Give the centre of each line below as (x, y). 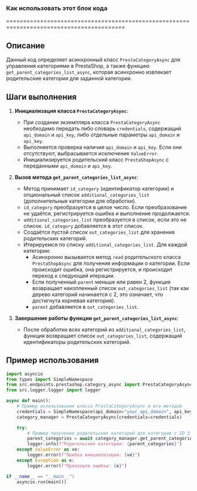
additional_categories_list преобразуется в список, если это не (105, 219)
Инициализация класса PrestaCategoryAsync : (71, 111)
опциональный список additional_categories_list (86, 195)
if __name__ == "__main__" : (40, 476)
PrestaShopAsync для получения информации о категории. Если (111, 263)
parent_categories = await (60, 439)
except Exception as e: (46, 460)
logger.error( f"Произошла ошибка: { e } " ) (77, 466)
